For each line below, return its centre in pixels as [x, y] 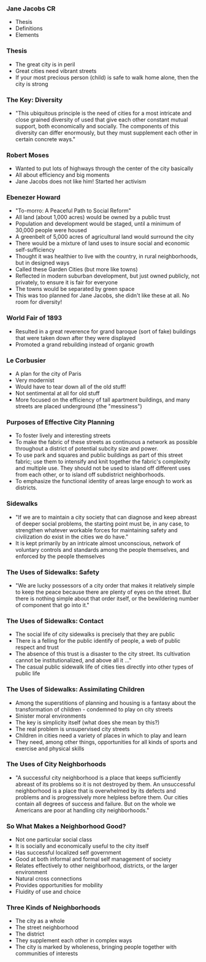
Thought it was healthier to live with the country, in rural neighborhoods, [106, 257]
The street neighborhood [47, 928]
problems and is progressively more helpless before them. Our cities [101, 797]
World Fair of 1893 [34, 318]
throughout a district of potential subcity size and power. [86, 449]
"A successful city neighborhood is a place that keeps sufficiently [98, 777]
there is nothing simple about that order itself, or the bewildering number [107, 598]
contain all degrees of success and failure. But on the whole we [95, 804]
